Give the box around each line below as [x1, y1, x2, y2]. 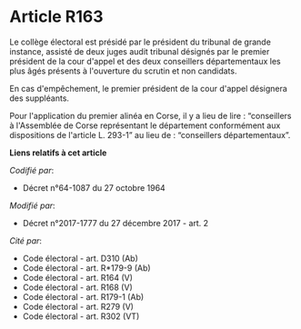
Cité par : [9, 234, 43, 246]
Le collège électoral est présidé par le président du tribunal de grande [9, 36, 271, 47]
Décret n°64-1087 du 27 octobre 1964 [22, 182, 166, 193]
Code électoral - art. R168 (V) [22, 282, 134, 293]
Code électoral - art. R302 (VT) [22, 311, 140, 322]
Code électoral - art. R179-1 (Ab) [22, 291, 145, 302]
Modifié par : [9, 200, 56, 211]
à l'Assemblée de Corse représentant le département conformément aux [9, 120, 281, 131]
